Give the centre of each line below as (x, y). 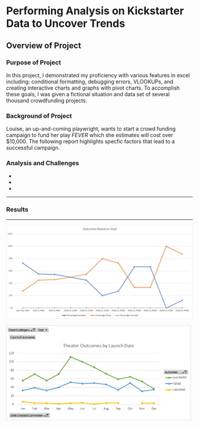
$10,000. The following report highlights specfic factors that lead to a (91, 141)
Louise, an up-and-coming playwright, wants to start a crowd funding (91, 129)
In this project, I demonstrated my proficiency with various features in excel (98, 75)
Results (17, 210)
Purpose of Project (33, 62)
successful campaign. (33, 148)
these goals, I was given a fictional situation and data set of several (88, 94)
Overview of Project (44, 45)
